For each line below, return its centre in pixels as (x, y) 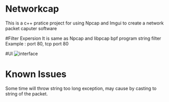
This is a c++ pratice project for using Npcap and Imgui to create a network (84, 23)
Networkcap (32, 9)
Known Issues (36, 74)
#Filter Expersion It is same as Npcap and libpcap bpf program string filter (83, 38)
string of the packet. (27, 94)
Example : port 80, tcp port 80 (37, 43)
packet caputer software (31, 28)
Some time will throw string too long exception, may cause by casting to (81, 88)
